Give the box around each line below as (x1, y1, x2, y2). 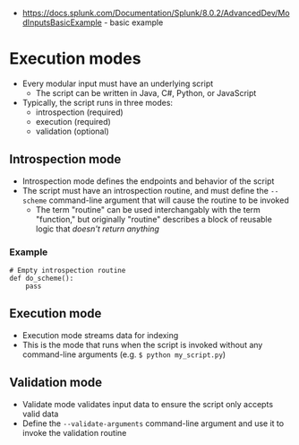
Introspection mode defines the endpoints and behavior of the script (21, 175, 275, 187)
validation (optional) (35, 126, 109, 136)
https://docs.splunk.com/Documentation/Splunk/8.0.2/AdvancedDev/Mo (21, 8, 290, 18)
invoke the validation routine (21, 427, 127, 438)
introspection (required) (35, 107, 124, 118)
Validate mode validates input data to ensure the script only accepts (21, 398, 274, 409)
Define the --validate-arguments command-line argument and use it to (21, 417, 285, 429)
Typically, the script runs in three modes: (21, 97, 173, 108)
